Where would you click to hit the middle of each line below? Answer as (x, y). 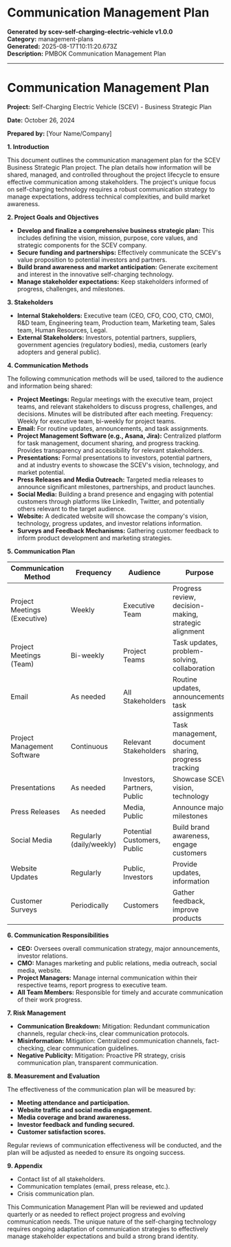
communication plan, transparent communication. (87, 1062)
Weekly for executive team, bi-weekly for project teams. (97, 421)
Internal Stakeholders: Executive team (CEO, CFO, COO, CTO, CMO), (115, 315)
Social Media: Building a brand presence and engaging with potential (115, 494)
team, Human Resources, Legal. (62, 330)
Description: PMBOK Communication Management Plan (87, 54)
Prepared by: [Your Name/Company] (59, 133)
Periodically (89, 905)
